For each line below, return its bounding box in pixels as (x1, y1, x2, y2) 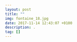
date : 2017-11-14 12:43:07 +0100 (5, 20, 73, 26)
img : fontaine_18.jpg (5, 16, 49, 21)
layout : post (5, 7, 31, 12)
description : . (5, 25, 36, 30)
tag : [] (5, 29, 21, 34)
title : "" (5, 12, 25, 16)
